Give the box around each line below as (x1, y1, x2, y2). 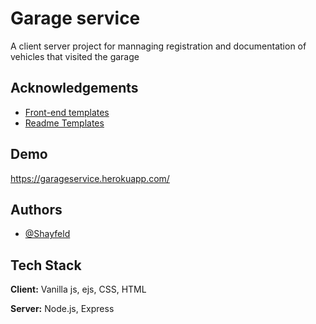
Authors (10, 201, 63, 218)
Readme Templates (24, 117, 105, 129)
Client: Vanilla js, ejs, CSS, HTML (10, 283, 147, 296)
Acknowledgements (10, 80, 139, 97)
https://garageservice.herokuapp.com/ (10, 172, 170, 184)
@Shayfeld (24, 228, 71, 240)
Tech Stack (10, 257, 82, 274)
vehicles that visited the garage (10, 50, 140, 62)
